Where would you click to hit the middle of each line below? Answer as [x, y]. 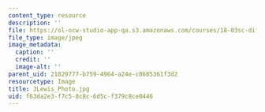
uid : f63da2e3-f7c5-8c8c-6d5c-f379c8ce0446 [81, 96]
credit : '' [33, 60]
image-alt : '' [38, 67]
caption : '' [35, 52]
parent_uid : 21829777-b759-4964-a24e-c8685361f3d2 [93, 74]
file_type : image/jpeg [45, 37]
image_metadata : [35, 45]
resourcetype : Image [42, 81]
